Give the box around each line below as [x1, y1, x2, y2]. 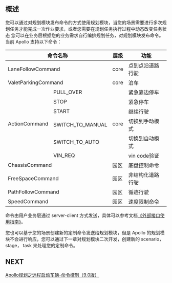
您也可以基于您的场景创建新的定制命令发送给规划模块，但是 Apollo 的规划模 [5, 229, 165, 235]
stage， [5, 242, 22, 248]
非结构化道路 [128, 171, 160, 178]
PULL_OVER [53, 89, 82, 96]
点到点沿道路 [128, 62, 160, 69]
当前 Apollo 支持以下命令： [5, 38, 62, 45]
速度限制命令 [128, 198, 160, 205]
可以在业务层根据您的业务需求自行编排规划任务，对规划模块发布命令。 [15, 32, 164, 38]
